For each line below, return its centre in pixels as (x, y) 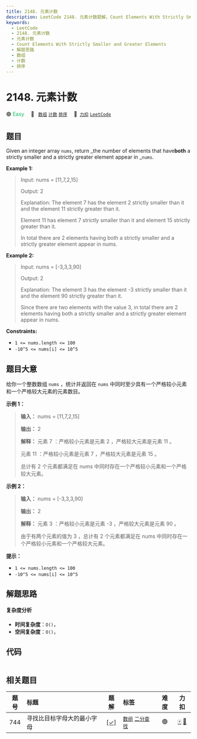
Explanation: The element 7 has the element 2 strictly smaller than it (102, 203)
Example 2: (20, 256)
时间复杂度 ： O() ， (37, 624)
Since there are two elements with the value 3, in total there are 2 (99, 307)
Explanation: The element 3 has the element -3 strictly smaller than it (103, 290)
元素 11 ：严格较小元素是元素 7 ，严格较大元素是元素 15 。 (90, 454)
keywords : (18, 22)
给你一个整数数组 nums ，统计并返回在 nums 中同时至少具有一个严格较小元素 (97, 384)
